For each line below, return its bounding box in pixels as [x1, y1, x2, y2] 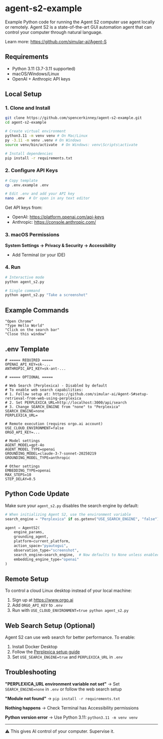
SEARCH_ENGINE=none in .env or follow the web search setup [5, 686, 122, 692]
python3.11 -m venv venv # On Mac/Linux [5, 133, 88, 138]
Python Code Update [5, 490, 69, 498]
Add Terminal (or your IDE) [12, 252, 65, 258]
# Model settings [5, 438, 40, 443]
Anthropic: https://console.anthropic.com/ [12, 219, 96, 225]
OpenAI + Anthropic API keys [12, 76, 70, 82]
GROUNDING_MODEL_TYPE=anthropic [5, 455, 70, 460]
